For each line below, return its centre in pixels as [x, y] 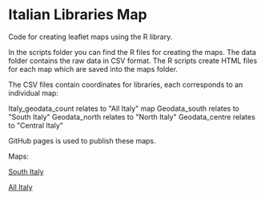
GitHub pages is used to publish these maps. [82, 140]
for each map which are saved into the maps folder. [93, 69]
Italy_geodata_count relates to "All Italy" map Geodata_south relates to [124, 108]
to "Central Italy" [36, 125]
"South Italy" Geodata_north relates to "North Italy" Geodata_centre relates [132, 116]
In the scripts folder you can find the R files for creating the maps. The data [132, 52]
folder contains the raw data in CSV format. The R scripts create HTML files [133, 61]
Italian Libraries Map [78, 15]
